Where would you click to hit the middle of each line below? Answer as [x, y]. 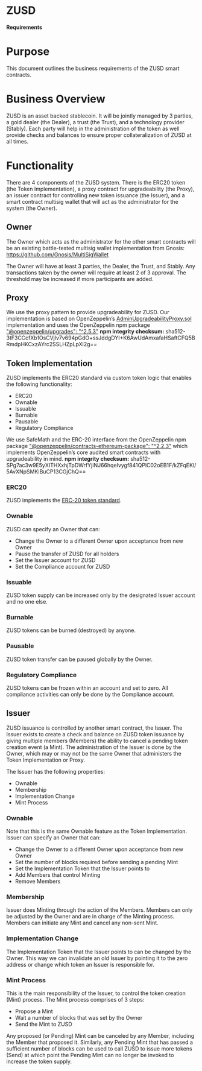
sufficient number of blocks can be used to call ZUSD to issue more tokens [99, 1048]
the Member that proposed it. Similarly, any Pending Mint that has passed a [99, 1042]
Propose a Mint [34, 1011]
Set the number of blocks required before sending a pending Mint [96, 862]
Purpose [28, 52]
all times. [17, 141]
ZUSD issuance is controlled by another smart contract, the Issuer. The [94, 728]
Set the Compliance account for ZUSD [62, 566]
